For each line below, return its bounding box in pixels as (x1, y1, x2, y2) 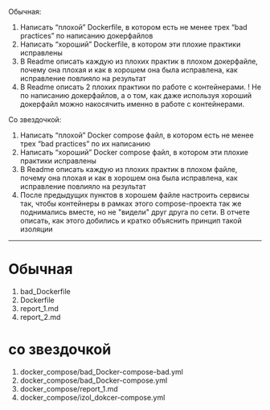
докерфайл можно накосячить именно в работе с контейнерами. (19, 100, 245, 109)
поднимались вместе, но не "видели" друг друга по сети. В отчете (19, 207, 251, 216)
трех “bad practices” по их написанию (19, 139, 151, 148)
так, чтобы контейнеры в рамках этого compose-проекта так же (19, 199, 243, 208)
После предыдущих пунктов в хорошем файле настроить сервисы (19, 191, 250, 199)
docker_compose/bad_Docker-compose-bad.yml (19, 367, 183, 376)
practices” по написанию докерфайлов (19, 31, 153, 40)
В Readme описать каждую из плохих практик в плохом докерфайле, (19, 56, 259, 66)
